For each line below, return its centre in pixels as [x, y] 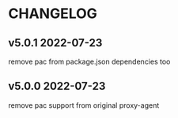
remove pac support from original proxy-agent [84, 105]
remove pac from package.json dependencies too [89, 61]
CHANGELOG [53, 14]
